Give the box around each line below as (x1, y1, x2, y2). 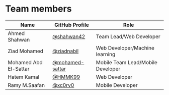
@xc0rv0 (52, 81, 74, 88)
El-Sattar (8, 65, 30, 72)
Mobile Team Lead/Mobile (96, 59, 157, 66)
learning (96, 51, 116, 58)
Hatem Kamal (8, 73, 40, 80)
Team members (5, 3, 72, 15)
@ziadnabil (52, 47, 79, 55)
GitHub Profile (54, 21, 89, 28)
